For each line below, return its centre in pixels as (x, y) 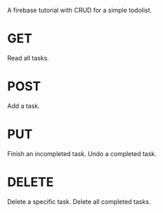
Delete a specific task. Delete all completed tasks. (79, 201)
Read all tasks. (28, 58)
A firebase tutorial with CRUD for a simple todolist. (80, 10)
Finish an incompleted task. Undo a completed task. (82, 153)
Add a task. (24, 105)
